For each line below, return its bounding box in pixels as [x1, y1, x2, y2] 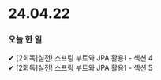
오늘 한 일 [8, 35, 42, 45]
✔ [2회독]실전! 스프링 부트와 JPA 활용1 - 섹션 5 [8, 64, 153, 73]
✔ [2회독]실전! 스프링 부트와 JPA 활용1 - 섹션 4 [8, 53, 154, 63]
